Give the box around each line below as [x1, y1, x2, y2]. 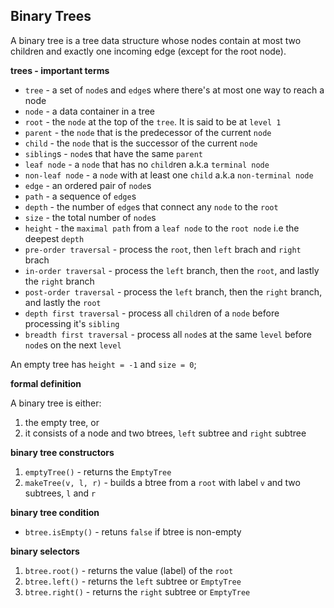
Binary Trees [10, 8, 92, 25]
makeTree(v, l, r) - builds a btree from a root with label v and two [24, 476, 301, 488]
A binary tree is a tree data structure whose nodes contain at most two [10, 34, 302, 46]
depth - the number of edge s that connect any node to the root [24, 200, 279, 213]
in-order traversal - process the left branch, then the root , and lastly [24, 264, 320, 276]
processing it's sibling [24, 317, 120, 329]
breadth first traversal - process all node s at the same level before [24, 328, 312, 340]
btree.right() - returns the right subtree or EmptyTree [24, 585, 251, 598]
